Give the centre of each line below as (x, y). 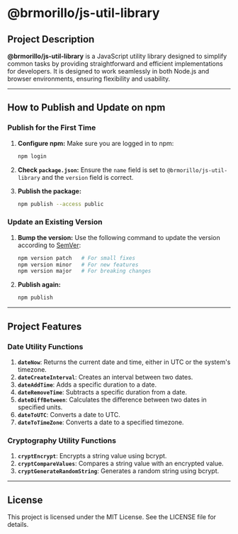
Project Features (45, 326)
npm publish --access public (61, 204)
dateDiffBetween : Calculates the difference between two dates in (112, 399)
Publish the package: (49, 191)
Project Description (51, 39)
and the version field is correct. (87, 177)
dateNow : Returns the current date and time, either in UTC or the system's (124, 362)
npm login (32, 156)
